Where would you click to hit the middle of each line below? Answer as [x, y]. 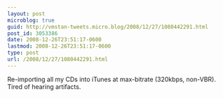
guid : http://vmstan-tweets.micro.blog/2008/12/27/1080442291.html [108, 27]
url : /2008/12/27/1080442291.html [58, 59]
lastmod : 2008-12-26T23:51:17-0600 [59, 46]
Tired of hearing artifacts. [44, 86]
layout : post [26, 14]
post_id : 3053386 [33, 33]
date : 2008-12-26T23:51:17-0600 [54, 40]
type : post [23, 53]
